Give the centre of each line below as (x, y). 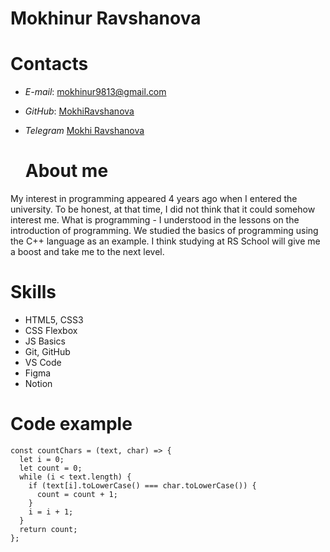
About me (66, 171)
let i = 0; (42, 459)
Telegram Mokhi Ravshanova (84, 131)
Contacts (49, 64)
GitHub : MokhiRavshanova (79, 111)
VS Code (43, 362)
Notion (38, 383)
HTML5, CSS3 (54, 320)
